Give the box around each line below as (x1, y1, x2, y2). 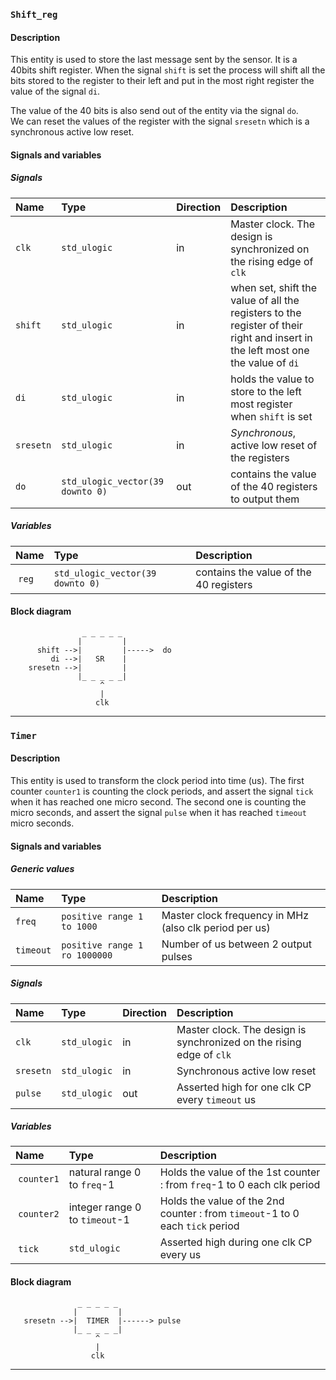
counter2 (18, 1209, 60, 1220)
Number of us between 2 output (161, 937, 312, 951)
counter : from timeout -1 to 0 (159, 1207, 300, 1221)
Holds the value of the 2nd (159, 1194, 285, 1208)
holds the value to (230, 372, 315, 386)
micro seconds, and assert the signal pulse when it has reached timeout (10, 806, 307, 818)
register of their (230, 318, 303, 332)
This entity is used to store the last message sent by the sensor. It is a (10, 54, 298, 66)
